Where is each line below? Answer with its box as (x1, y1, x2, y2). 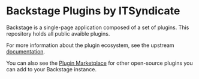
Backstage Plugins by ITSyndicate (6, 4, 180, 18)
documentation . (6, 48, 46, 55)
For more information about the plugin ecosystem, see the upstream (6, 42, 175, 49)
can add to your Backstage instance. (6, 65, 97, 72)
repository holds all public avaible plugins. (6, 30, 110, 37)
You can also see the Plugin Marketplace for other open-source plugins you (6, 59, 193, 67)
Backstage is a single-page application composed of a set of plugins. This (6, 24, 189, 31)
